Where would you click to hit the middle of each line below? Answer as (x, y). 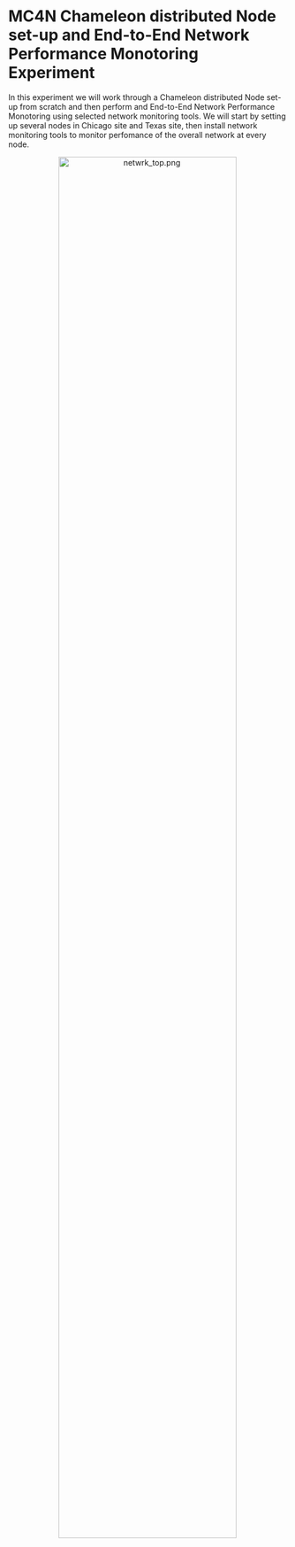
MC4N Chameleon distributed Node (142, 16)
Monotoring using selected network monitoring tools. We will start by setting (147, 116)
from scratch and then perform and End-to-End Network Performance (147, 106)
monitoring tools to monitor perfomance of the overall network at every (137, 135)
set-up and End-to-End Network (129, 35)
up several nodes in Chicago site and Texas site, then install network (133, 125)
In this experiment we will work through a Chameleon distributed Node (136, 97)
